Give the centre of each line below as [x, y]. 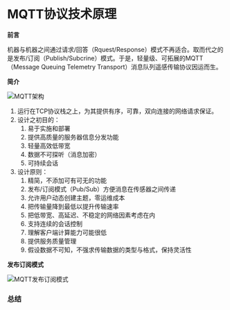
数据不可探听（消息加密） [64, 154]
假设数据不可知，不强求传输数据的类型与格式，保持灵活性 [109, 250]
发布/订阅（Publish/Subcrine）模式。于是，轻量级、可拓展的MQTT [108, 58]
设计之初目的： [38, 119]
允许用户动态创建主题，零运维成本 [76, 198]
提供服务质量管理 [52, 241]
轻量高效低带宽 [49, 146]
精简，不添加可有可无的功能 [67, 180]
